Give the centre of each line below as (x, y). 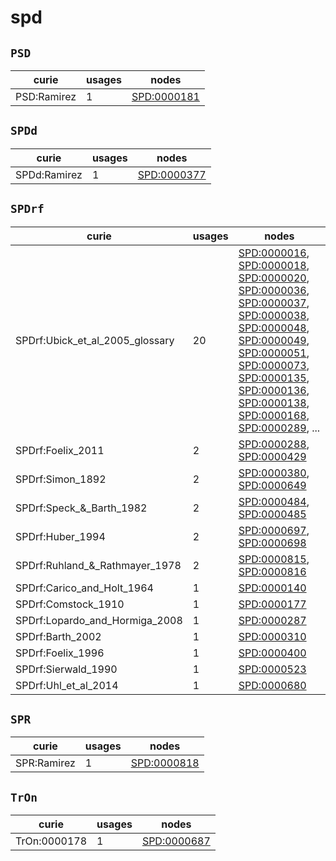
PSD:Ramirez (46, 96)
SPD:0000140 (272, 588)
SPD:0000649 (272, 485)
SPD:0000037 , (274, 303)
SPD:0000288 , (274, 444)
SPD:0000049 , (274, 340)
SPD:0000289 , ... (279, 428)
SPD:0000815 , (274, 559)
